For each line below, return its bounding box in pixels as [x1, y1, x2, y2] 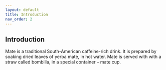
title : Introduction [5, 12, 49, 17]
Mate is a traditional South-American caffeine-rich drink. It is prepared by [5, 48, 157, 54]
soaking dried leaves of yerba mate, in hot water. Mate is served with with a [5, 53, 161, 60]
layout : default [5, 7, 39, 12]
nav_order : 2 [5, 16, 33, 21]
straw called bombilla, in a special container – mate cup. [5, 59, 121, 65]
